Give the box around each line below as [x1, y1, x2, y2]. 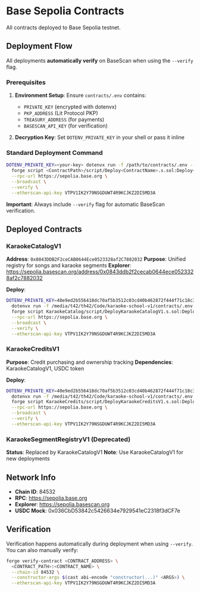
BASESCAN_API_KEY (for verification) [23, 122, 108, 129]
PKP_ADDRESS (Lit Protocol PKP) [23, 110, 98, 117]
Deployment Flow [6, 41, 73, 51]
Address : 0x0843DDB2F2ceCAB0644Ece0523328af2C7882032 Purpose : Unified [6, 256, 186, 263]
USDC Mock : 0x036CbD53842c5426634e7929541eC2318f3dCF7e [14, 507, 180, 514]
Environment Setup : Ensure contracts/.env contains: [14, 92, 146, 99]
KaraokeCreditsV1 [6, 345, 60, 353]
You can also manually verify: [6, 546, 79, 553]
